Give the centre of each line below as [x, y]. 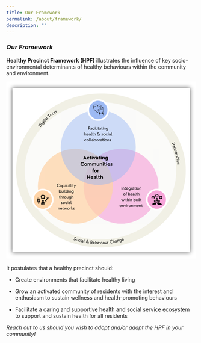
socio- [180, 60]
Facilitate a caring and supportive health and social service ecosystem [102, 309]
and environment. [28, 73]
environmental [24, 67]
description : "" [26, 25]
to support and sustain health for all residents [71, 315]
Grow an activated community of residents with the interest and [94, 291]
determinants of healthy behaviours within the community [115, 67]
